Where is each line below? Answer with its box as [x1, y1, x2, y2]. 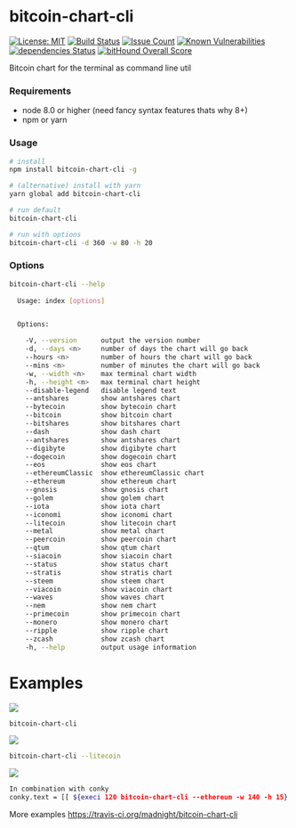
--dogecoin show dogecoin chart [25, 452, 177, 461]
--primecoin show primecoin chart [25, 610, 180, 619]
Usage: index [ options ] [17, 296, 105, 305]
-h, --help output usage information [25, 643, 197, 652]
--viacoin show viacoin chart [25, 585, 173, 594]
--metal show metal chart [25, 527, 165, 536]
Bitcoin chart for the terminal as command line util [9, 62, 192, 73]
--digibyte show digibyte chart [25, 444, 177, 453]
